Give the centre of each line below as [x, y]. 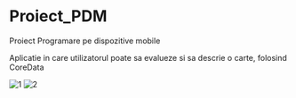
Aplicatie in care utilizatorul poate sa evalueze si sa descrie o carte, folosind [148, 57]
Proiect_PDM [58, 16]
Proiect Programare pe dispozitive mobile [85, 41]
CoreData [27, 67]
